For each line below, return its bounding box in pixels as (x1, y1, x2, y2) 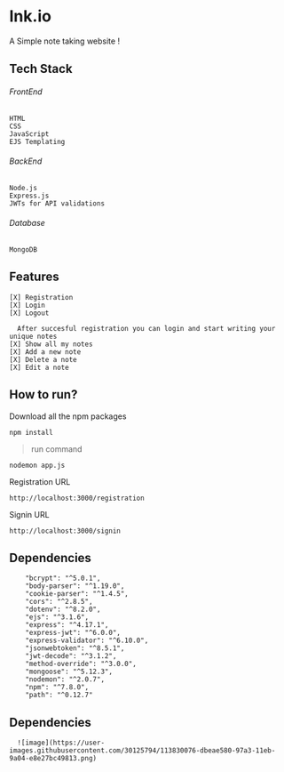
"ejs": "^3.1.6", (25, 613, 90, 622)
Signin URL (9, 509, 51, 519)
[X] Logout (9, 309, 50, 318)
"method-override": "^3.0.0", (25, 660, 138, 669)
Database (9, 218, 46, 229)
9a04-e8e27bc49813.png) (9, 754, 98, 763)
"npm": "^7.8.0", (25, 683, 90, 692)
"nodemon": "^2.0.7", (25, 675, 105, 684)
